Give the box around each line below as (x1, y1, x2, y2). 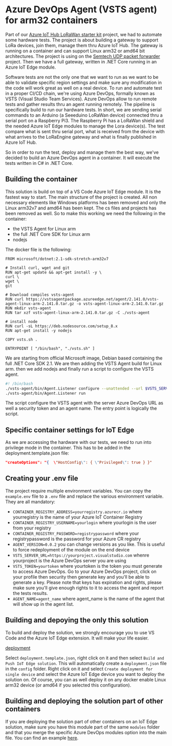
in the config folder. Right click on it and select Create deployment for (5, 666, 153, 672)
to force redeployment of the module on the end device (12, 546, 130, 552)
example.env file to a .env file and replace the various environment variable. (5, 493, 164, 499)
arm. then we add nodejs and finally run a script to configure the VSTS (5, 366, 154, 372)
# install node (5, 319, 38, 324)
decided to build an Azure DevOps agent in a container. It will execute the (5, 155, 160, 161)
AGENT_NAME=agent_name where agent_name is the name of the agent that (12, 595, 165, 602)
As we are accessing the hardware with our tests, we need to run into (5, 439, 152, 445)
